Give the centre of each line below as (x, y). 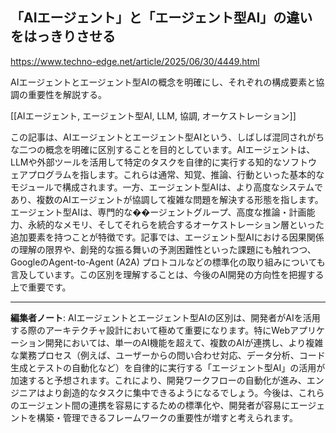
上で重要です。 (41, 287)
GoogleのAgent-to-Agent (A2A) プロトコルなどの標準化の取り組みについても (168, 262)
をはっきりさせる (63, 36)
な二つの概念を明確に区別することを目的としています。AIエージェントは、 (163, 149)
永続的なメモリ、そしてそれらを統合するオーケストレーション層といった (176, 224)
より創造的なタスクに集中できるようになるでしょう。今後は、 (171, 392)
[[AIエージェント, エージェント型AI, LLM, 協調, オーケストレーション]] (153, 115)
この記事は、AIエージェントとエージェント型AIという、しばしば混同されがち (167, 137)
